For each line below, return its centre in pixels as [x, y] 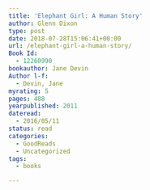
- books [29, 167]
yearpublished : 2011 [43, 106]
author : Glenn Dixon [43, 23]
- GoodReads [36, 144]
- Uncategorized [43, 151]
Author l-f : [28, 76]
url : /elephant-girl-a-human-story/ [70, 46]
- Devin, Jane [39, 83]
